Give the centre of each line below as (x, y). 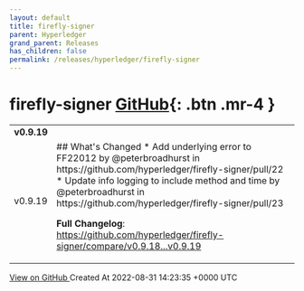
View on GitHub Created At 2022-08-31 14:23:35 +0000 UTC (123, 277)
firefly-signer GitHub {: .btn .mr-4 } (142, 104)
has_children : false (48, 52)
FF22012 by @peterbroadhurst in (128, 157)
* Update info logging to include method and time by (168, 180)
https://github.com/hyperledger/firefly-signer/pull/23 (170, 202)
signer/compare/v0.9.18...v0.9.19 (129, 246)
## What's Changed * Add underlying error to (154, 146)
